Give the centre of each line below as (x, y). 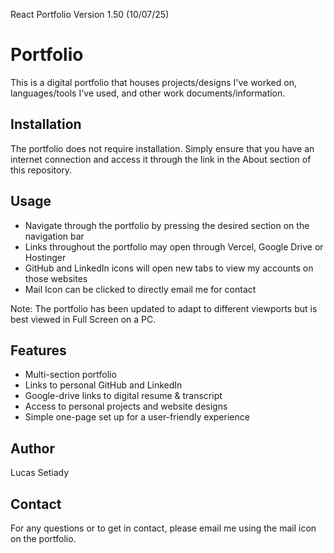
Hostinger (45, 257)
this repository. (41, 170)
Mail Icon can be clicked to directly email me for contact (140, 289)
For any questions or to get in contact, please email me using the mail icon (163, 528)
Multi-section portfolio (70, 375)
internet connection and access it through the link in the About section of (161, 159)
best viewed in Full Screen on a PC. (83, 319)
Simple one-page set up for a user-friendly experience (137, 417)
